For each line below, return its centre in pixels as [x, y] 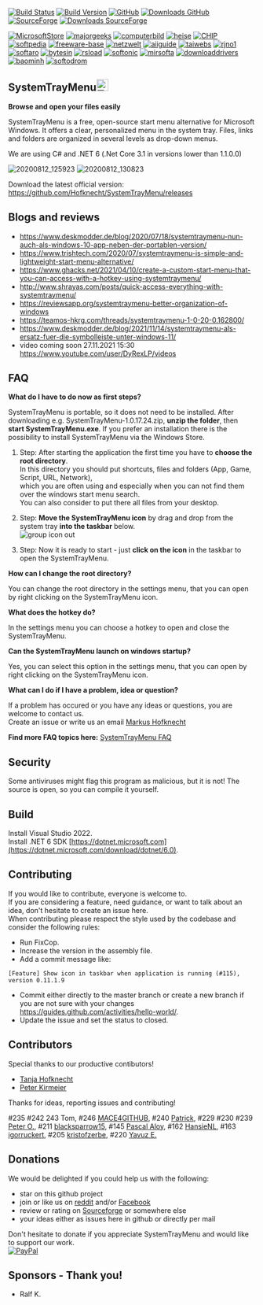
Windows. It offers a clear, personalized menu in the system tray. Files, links [131, 130]
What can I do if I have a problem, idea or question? [93, 690]
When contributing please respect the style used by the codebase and [122, 919]
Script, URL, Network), [56, 478]
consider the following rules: [54, 927]
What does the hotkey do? [52, 612]
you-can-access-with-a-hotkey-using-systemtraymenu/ [110, 278]
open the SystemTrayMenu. [64, 558]
